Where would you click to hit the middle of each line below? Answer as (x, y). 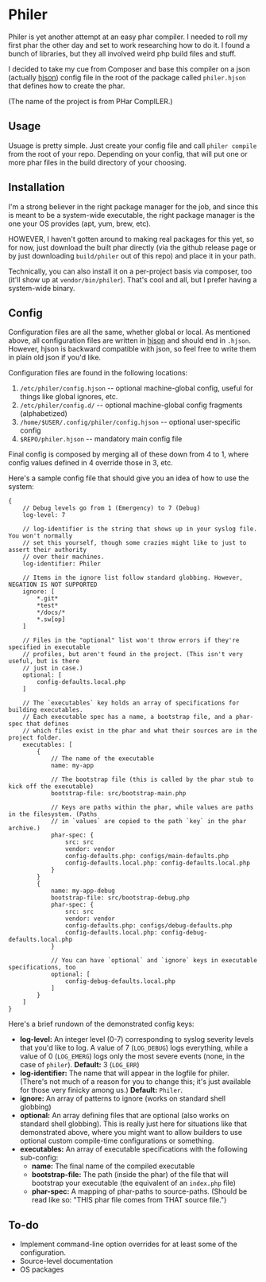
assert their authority (48, 550)
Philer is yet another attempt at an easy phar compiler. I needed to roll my (128, 37)
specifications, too (42, 968)
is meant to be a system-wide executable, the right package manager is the (132, 215)
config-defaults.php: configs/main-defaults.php (146, 857)
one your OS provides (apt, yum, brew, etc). (79, 223)
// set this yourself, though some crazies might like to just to (135, 543)
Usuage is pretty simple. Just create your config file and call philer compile (133, 146)
